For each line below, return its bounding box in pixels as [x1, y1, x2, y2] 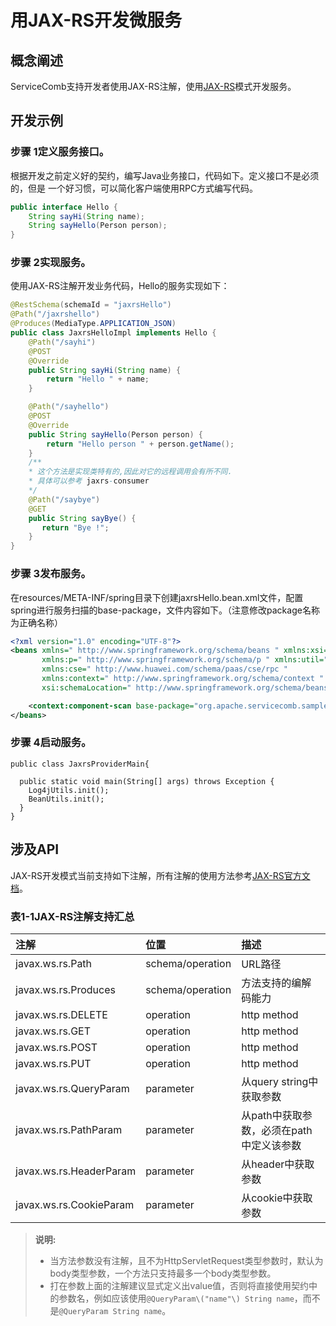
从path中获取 [241, 1108, 303, 1122]
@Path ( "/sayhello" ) [28, 402, 110, 412]
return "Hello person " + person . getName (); [46, 439, 235, 449]
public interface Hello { [10, 202, 118, 212]
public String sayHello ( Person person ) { [28, 429, 203, 440]
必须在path [261, 1123, 313, 1137]
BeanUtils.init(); [28, 794, 105, 804]
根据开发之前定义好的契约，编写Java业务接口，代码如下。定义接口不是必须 [10, 169, 320, 181]
